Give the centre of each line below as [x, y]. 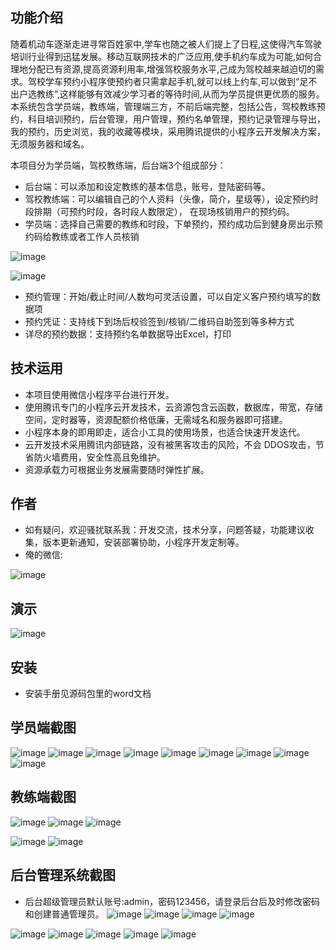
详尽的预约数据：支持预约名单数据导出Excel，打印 [128, 334]
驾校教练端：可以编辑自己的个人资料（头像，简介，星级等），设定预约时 [171, 199]
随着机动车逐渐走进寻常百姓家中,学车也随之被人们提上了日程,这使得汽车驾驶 [166, 44]
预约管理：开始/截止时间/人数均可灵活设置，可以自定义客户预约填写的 [168, 296]
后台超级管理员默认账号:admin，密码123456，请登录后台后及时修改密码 [172, 901]
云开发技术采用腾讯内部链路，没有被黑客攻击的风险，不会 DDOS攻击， [170, 444]
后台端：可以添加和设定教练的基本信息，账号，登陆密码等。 [147, 186]
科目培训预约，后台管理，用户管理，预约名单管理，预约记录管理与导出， [176, 119]
